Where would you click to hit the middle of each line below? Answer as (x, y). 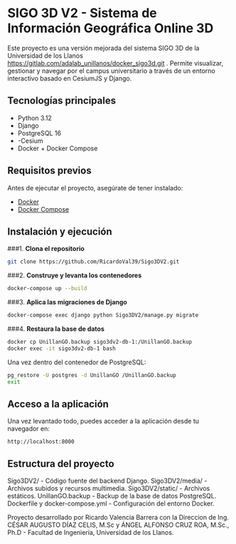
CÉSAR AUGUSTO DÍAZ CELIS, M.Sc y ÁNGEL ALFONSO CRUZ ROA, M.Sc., (118, 525)
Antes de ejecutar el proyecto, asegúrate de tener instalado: (95, 188)
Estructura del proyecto (61, 464)
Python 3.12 (34, 118)
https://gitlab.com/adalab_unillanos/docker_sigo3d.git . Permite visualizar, (116, 63)
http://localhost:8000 (41, 442)
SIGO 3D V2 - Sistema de (82, 13)
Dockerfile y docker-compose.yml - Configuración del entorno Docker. (111, 503)
